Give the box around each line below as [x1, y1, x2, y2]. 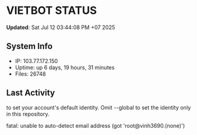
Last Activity [6, 88, 56, 98]
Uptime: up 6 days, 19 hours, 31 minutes [15, 64, 115, 71]
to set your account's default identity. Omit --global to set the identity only [6, 104, 192, 111]
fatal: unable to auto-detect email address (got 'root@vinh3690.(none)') [6, 122, 186, 129]
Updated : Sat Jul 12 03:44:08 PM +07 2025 [6, 24, 115, 31]
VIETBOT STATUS [6, 4, 97, 18]
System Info [6, 41, 53, 51]
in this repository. [6, 110, 50, 117]
